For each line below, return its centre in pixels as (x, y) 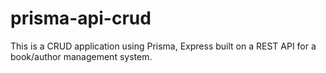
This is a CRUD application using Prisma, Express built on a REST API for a (163, 46)
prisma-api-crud (81, 18)
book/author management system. (81, 56)
